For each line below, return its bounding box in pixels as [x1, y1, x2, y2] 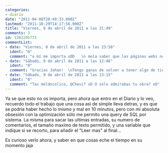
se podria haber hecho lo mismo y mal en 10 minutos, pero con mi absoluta [5, 106, 160, 112]
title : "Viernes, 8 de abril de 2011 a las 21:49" [5, 26, 113, 31]
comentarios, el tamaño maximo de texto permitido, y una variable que [5, 122, 151, 128]
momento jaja [5, 142, 33, 148]
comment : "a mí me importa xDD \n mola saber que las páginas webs [9, 53, 157, 59]
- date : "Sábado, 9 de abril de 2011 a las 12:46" [5, 58, 113, 63]
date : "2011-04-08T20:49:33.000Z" [5, 16, 77, 21]
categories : [5, 7, 30, 12]
